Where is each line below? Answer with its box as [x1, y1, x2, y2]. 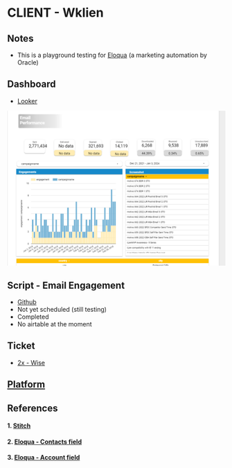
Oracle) [17, 58, 39, 67]
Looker [17, 97, 38, 105]
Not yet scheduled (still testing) [17, 305, 107, 313]
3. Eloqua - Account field [7, 453, 80, 462]
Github [17, 297, 37, 306]
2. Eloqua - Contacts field [7, 437, 82, 446]
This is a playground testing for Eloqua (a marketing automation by [17, 51, 208, 59]
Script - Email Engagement [7, 279, 125, 291]
